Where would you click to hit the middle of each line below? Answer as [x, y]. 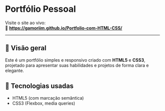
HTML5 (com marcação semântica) [48, 98]
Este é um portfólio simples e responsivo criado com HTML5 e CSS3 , [75, 60]
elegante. [15, 71]
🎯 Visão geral [26, 48]
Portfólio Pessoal [41, 9]
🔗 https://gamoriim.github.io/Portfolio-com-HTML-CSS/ [64, 28]
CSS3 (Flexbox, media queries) [43, 103]
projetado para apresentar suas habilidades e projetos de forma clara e [77, 65]
